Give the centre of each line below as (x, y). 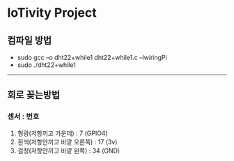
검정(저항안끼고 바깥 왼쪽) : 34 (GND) (69, 151)
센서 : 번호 (23, 116)
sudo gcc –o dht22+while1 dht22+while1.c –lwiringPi (92, 58)
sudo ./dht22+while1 (47, 65)
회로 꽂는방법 (34, 95)
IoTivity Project (52, 13)
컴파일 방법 (30, 40)
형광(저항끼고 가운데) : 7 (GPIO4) (62, 133)
